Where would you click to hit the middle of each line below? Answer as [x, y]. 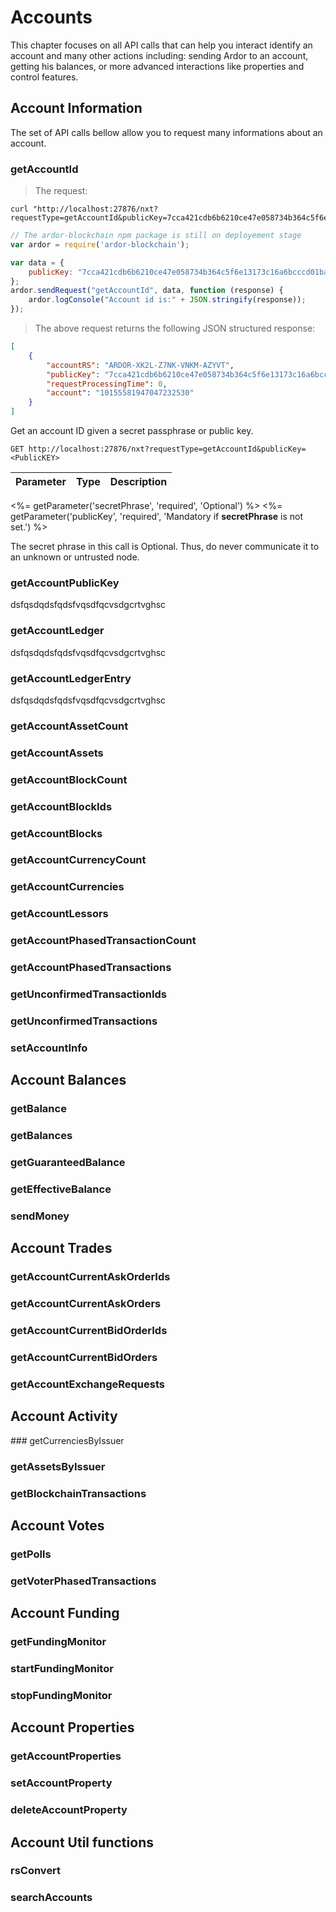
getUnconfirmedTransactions [84, 1021]
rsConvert [36, 1871]
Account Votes [57, 1525]
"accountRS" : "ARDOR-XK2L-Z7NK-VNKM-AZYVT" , [140, 365]
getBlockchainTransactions [78, 1493]
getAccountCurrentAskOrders [86, 1304]
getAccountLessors [59, 914]
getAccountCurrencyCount [78, 860]
